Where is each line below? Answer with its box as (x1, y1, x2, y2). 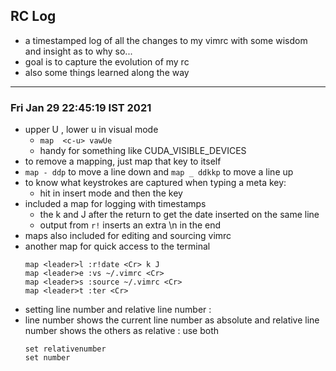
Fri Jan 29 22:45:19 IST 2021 (10, 100, 152, 114)
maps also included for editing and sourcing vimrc (24, 230, 232, 242)
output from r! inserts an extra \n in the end (39, 219, 222, 231)
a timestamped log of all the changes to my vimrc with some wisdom (24, 34, 308, 46)
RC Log (10, 8, 57, 25)
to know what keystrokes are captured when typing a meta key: (24, 177, 287, 189)
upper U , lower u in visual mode (24, 124, 159, 136)
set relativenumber (24, 344, 107, 354)
